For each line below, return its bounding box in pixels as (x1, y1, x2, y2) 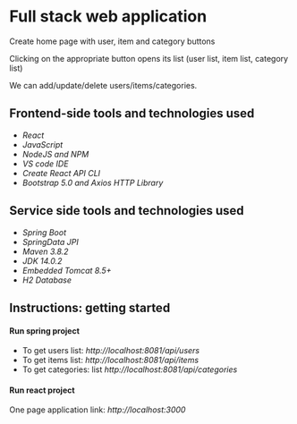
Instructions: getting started (9, 300, 171, 315)
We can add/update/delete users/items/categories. (9, 80, 198, 90)
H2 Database (21, 275, 72, 285)
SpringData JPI (21, 236, 79, 247)
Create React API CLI (21, 167, 101, 178)
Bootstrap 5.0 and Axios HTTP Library (21, 177, 164, 188)
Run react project (9, 385, 75, 395)
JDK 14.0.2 (21, 255, 63, 266)
